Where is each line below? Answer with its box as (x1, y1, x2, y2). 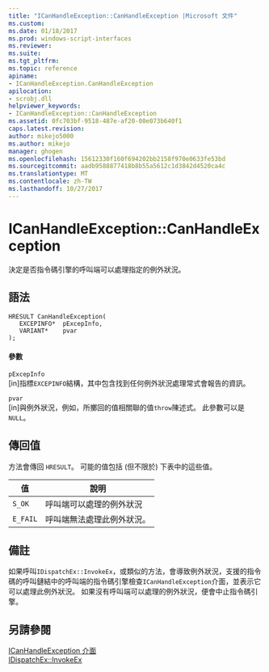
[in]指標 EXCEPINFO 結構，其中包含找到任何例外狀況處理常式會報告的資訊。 (8, 378, 250, 388)
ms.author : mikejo (8, 139, 70, 148)
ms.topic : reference (8, 65, 78, 73)
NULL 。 (8, 412, 31, 422)
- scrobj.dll (8, 95, 53, 103)
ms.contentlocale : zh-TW (8, 177, 92, 186)
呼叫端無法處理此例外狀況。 (45, 514, 151, 525)
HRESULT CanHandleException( (8, 312, 107, 320)
